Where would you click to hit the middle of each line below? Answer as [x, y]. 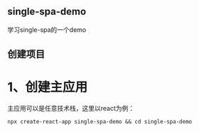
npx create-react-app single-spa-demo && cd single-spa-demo [100, 122]
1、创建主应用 [48, 87]
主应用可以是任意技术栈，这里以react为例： [71, 109]
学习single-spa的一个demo [47, 29]
